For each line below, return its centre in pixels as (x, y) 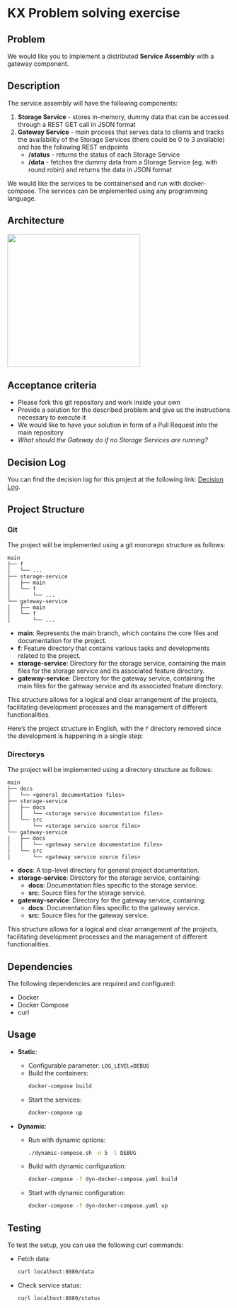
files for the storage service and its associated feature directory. (111, 671)
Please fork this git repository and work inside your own (99, 403)
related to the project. (49, 655)
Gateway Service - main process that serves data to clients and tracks (121, 132)
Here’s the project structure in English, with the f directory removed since (114, 728)
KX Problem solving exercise (94, 13)
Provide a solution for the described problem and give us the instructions (124, 410)
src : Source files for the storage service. (87, 893)
